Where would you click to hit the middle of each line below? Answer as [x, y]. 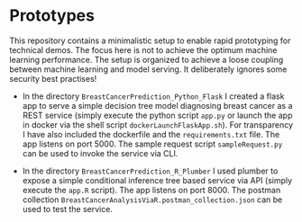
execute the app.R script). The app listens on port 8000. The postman [151, 190]
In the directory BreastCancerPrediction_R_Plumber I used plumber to [150, 171]
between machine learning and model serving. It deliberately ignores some [148, 69]
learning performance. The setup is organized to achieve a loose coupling [146, 59]
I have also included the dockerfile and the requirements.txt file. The [151, 134]
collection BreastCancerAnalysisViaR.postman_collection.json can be [152, 200]
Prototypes [52, 16]
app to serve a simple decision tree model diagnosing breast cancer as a [157, 105]
